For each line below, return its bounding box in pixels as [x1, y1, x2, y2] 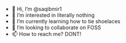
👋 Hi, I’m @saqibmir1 [11, 6, 62, 12]
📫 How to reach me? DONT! [11, 31, 82, 37]
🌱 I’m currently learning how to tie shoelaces [11, 18, 121, 24]
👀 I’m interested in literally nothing [11, 12, 95, 19]
